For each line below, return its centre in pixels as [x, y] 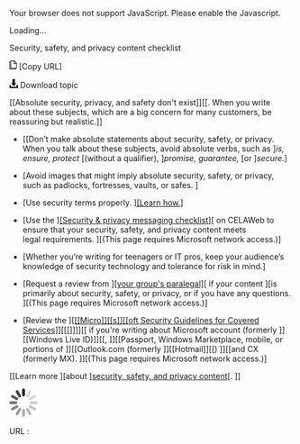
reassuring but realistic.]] [56, 122]
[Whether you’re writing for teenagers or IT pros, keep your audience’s [153, 257]
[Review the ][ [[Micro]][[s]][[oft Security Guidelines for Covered [141, 320]
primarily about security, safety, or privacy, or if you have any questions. [156, 293]
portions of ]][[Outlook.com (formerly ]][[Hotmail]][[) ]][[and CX [141, 349]
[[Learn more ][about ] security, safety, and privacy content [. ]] [125, 376]
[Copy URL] [41, 66]
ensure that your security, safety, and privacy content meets [134, 230]
